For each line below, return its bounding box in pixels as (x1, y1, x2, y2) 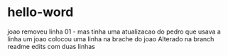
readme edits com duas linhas (7, 42, 96, 50)
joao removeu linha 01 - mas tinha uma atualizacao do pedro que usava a (7, 27, 222, 36)
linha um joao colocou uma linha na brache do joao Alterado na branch (7, 34, 215, 43)
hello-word (7, 4, 74, 20)
